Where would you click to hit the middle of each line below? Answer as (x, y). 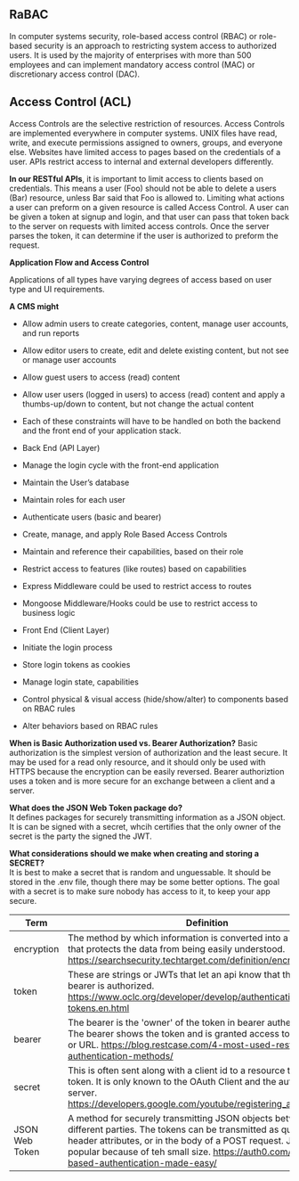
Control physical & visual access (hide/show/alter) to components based (155, 699)
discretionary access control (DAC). (75, 74)
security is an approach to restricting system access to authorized (156, 45)
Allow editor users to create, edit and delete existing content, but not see (155, 350)
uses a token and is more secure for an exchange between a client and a (142, 781)
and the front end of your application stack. (101, 431)
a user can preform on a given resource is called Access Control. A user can (149, 207)
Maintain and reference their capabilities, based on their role (133, 551)
